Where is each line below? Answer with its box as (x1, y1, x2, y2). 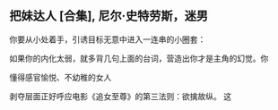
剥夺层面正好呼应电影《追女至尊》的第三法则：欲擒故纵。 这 (9, 90, 231, 101)
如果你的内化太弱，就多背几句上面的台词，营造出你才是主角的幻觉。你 (9, 53, 269, 63)
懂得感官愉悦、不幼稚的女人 (9, 72, 112, 82)
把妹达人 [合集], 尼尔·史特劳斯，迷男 (9, 8, 209, 24)
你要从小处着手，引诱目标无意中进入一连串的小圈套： (9, 34, 206, 45)
